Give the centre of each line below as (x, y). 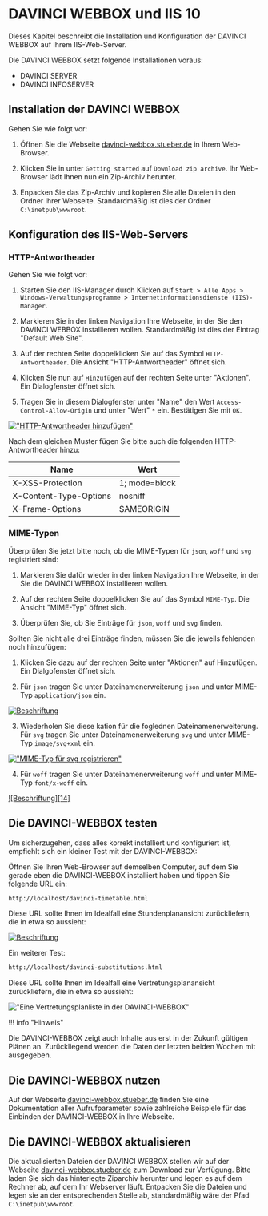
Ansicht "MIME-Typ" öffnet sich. (73, 607)
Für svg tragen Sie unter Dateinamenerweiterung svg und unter (123, 735)
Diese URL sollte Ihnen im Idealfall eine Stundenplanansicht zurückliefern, (130, 913)
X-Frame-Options (47, 509)
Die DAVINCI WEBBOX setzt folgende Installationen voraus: (106, 60)
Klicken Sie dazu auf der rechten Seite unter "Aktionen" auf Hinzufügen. (138, 662)
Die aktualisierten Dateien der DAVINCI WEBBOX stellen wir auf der (119, 1161)
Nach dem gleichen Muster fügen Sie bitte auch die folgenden (111, 441)
